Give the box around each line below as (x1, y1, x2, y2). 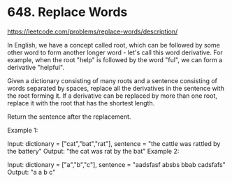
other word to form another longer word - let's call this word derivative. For (7, 48, 224, 57)
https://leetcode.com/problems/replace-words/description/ (7, 27, 178, 36)
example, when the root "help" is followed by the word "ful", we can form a (7, 55, 223, 64)
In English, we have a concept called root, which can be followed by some (7, 41, 220, 49)
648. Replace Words (7, 4, 128, 20)
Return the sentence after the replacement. (7, 112, 131, 121)
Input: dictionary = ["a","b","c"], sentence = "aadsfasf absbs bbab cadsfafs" (7, 160, 226, 168)
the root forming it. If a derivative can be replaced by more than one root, (7, 91, 218, 100)
